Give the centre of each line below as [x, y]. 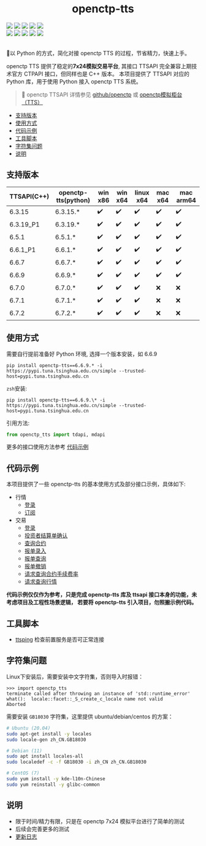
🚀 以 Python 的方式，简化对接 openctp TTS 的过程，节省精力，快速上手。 [98, 53]
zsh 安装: [17, 388]
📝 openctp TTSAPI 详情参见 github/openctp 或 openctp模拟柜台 [102, 95]
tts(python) [73, 200]
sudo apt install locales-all [45, 756]
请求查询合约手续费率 [51, 574]
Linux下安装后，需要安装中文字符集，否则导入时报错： [75, 677]
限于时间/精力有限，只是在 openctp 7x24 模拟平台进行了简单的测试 [100, 821]
